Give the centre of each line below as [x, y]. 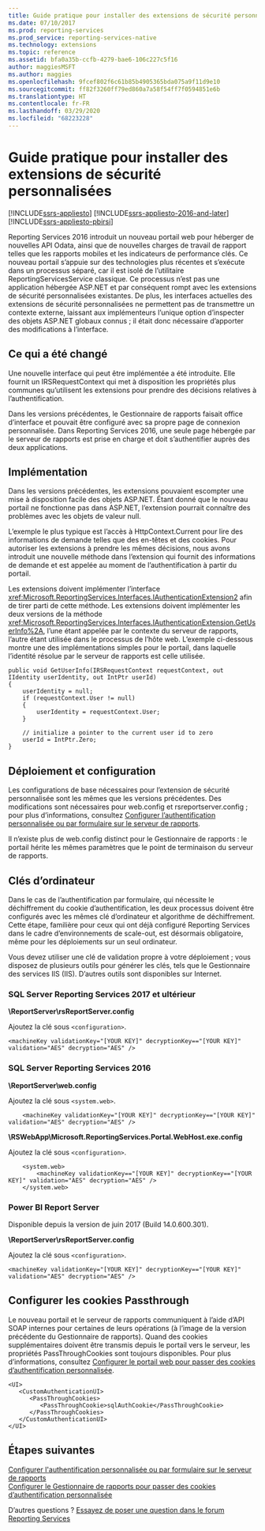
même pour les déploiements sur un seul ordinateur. [93, 942]
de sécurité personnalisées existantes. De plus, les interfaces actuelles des [130, 295]
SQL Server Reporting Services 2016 [80, 1068]
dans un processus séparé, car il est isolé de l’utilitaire [96, 270]
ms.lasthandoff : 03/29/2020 [54, 112]
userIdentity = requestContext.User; [98, 713]
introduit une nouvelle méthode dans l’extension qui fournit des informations [132, 557]
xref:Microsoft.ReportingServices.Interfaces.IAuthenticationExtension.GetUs [132, 622]
